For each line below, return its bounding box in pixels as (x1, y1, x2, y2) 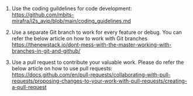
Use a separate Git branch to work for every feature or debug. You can (11, 29, 182, 36)
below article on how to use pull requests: (11, 65, 113, 72)
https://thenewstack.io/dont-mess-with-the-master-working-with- (11, 41, 172, 48)
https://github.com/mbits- (11, 11, 74, 18)
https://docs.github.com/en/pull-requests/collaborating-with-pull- (11, 71, 171, 78)
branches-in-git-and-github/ (11, 47, 81, 54)
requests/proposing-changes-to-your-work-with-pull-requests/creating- (11, 77, 187, 84)
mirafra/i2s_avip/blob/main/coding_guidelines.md (11, 18, 132, 24)
